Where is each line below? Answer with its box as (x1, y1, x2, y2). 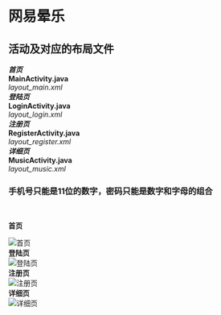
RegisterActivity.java (8, 128, 80, 138)
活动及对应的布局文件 (8, 42, 114, 56)
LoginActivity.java (8, 102, 71, 110)
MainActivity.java (8, 74, 69, 83)
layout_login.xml (8, 110, 63, 119)
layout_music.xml (8, 164, 67, 173)
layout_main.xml (8, 82, 63, 92)
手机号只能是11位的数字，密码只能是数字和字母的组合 (8, 185, 213, 197)
